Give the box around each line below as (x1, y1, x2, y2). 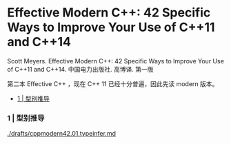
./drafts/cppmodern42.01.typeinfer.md (7, 130, 116, 138)
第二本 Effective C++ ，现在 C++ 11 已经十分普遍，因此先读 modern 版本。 (7, 79, 219, 88)
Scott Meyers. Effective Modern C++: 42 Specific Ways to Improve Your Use (7, 56, 224, 65)
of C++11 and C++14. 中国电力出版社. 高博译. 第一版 (7, 65, 154, 73)
